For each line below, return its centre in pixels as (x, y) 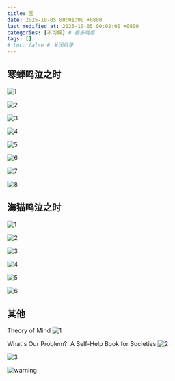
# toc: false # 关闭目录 (40, 45)
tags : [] (19, 39)
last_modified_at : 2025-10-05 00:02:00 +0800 (73, 26)
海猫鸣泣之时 (34, 208)
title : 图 (21, 13)
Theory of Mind (29, 331)
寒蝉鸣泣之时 (34, 75)
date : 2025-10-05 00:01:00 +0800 (55, 20)
